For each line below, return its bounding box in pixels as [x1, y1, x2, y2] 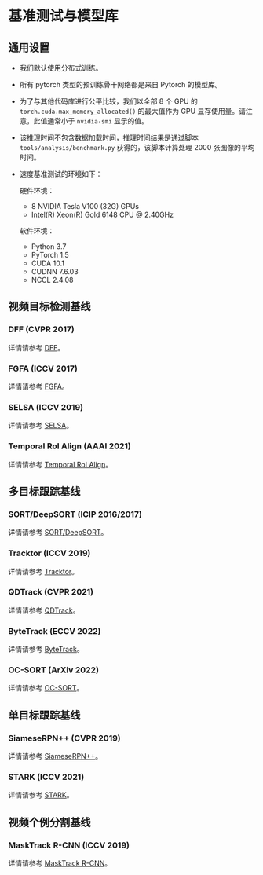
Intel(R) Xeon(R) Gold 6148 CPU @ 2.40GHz [31, 210, 174, 219]
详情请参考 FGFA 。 [8, 382, 69, 391]
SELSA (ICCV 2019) [8, 401, 84, 412]
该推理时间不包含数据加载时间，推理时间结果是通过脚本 [19, 133, 199, 142]
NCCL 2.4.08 [31, 276, 74, 284]
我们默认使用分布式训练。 [19, 64, 103, 72]
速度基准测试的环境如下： [19, 170, 103, 178]
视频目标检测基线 [8, 300, 91, 313]
